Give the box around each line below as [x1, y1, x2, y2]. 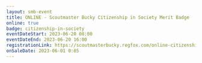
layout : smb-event [6, 8, 52, 15]
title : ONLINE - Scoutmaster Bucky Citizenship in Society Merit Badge [6, 14, 189, 20]
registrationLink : [6, 43, 52, 49]
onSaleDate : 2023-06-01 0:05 [6, 48, 79, 54]
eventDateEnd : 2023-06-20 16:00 [6, 37, 87, 43]
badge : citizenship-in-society [6, 25, 85, 32]
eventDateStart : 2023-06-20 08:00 [6, 31, 93, 37]
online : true [6, 20, 39, 26]
